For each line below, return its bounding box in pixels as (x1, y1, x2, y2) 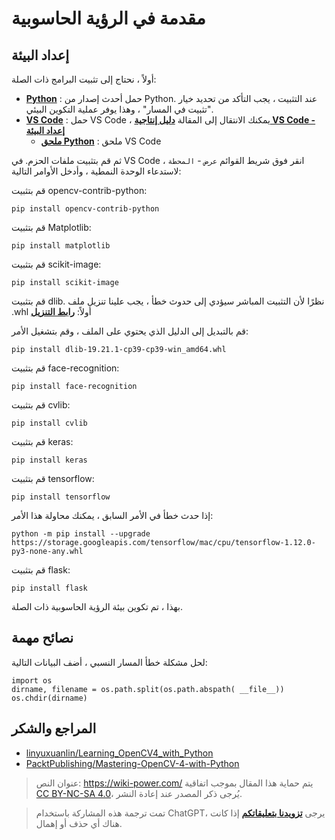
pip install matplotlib (11, 241, 111, 251)
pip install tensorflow (11, 492, 111, 502)
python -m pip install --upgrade (11, 529, 151, 539)
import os (11, 675, 53, 686)
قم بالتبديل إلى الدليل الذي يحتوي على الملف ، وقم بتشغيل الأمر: (11, 325, 249, 337)
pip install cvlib (11, 418, 88, 428)
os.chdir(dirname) (11, 693, 88, 703)
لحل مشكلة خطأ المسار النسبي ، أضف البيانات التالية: (11, 656, 208, 668)
